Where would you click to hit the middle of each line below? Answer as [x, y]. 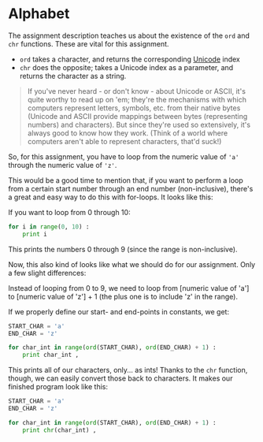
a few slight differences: [47, 273]
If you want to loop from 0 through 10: [70, 212]
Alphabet [39, 14]
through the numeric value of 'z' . [63, 165]
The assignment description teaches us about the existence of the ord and [129, 35]
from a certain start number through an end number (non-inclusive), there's [131, 188]
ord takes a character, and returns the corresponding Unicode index [130, 59]
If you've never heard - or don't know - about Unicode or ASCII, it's [137, 91]
